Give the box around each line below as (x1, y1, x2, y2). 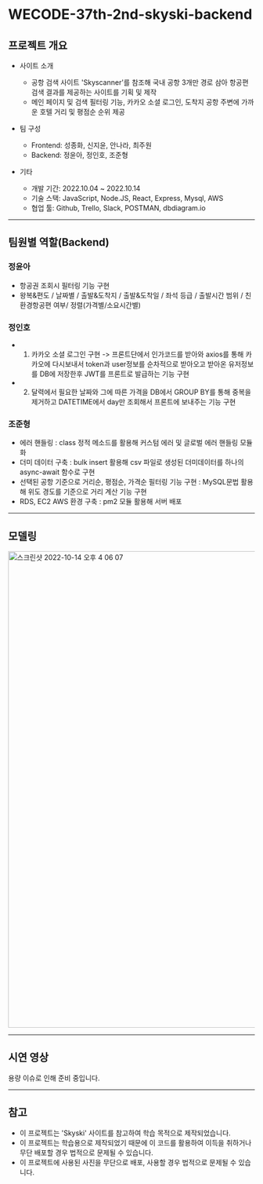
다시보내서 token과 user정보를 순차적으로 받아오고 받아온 (52, 359, 227, 368)
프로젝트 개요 (8, 38, 68, 52)
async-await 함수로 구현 (19, 467, 95, 477)
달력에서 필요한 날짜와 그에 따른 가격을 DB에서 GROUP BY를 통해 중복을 (31, 387, 252, 396)
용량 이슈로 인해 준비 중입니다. (8, 1073, 100, 1083)
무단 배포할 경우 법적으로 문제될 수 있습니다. (19, 1148, 154, 1157)
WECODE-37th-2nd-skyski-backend (8, 5, 253, 24)
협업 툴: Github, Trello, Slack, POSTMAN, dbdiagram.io (31, 203, 206, 213)
